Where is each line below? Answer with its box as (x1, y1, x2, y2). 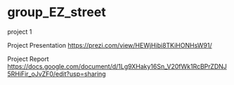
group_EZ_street (7, 4, 107, 20)
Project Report (7, 54, 49, 63)
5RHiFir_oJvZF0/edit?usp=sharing (7, 70, 107, 78)
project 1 (7, 27, 32, 36)
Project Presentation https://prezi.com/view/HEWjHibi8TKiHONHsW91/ (7, 41, 212, 49)
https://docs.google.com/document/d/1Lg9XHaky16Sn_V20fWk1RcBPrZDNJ (7, 62, 227, 70)
